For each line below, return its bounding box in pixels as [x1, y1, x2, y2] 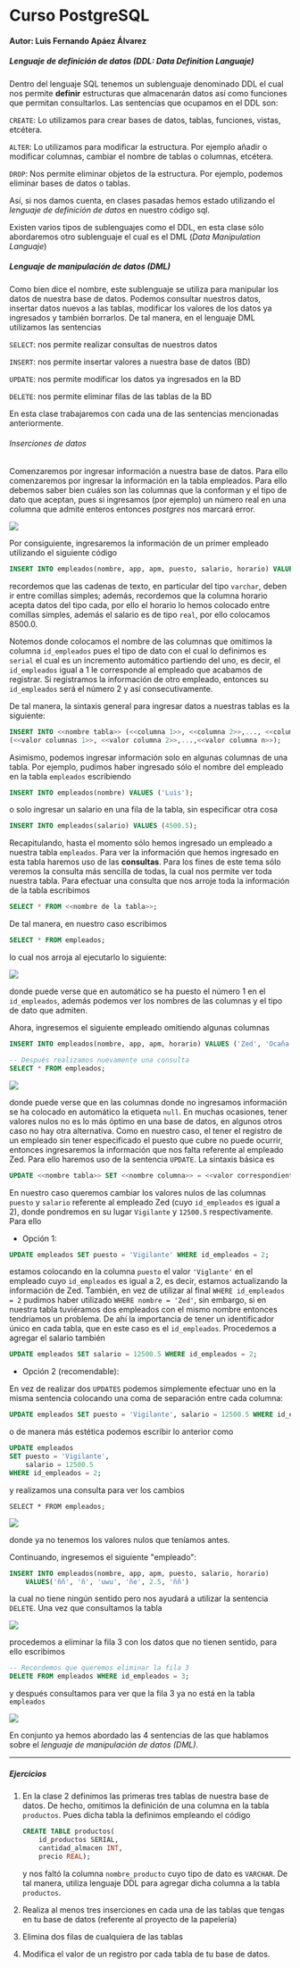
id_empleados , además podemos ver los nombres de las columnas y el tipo [9, 996, 283, 1006]
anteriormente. [9, 417, 64, 429]
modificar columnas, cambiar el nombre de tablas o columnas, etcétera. [9, 151, 274, 162]
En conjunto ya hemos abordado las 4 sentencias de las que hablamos [9, 1730, 270, 1741]
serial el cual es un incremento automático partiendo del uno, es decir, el [9, 655, 281, 665]
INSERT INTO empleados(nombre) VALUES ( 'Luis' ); [9, 788, 194, 797]
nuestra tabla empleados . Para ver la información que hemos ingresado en [9, 847, 279, 858]
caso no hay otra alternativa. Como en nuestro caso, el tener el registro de [9, 1125, 283, 1136]
